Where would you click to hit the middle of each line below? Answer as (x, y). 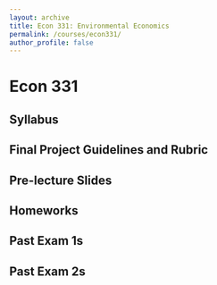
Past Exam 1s (46, 241)
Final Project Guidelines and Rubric (108, 150)
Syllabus (34, 119)
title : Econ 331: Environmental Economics (89, 26)
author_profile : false (51, 42)
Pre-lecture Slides (61, 180)
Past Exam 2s (48, 271)
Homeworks (44, 210)
